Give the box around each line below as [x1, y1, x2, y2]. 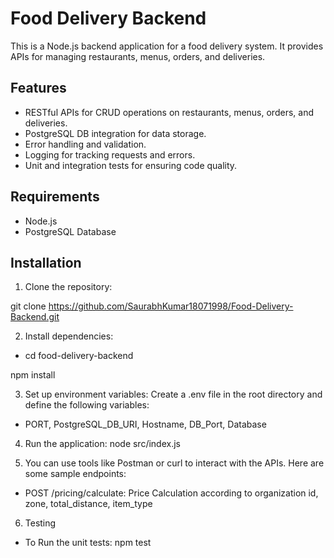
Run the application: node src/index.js [24, 438, 181, 450]
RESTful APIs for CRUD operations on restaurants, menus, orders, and [24, 106, 314, 118]
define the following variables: [24, 399, 150, 411]
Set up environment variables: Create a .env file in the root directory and [24, 388, 323, 401]
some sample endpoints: [24, 468, 127, 480]
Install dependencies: [24, 330, 114, 342]
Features [10, 80, 67, 97]
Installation [10, 254, 82, 271]
